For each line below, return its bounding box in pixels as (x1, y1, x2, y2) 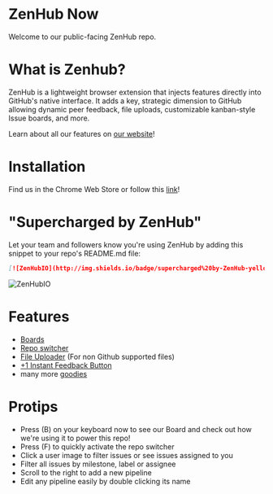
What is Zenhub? (8, 60, 126, 79)
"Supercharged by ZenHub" (8, 213, 202, 231)
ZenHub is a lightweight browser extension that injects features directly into (8, 87, 262, 97)
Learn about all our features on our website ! (8, 129, 156, 138)
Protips (8, 397, 58, 416)
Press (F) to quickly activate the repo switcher (19, 441, 175, 452)
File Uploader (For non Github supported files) (19, 352, 175, 361)
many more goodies (19, 369, 88, 378)
